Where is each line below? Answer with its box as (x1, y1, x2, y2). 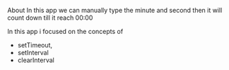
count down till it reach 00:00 (7, 13, 93, 22)
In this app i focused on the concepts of (7, 28, 124, 35)
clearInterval (17, 56, 55, 64)
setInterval (17, 49, 49, 57)
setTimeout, (17, 41, 53, 49)
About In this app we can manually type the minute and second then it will (7, 6, 223, 14)
